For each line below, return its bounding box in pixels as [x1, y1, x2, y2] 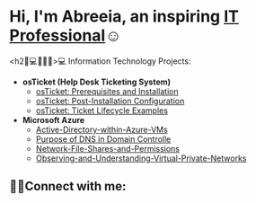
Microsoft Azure [22, 114, 85, 125]
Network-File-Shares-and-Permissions [35, 143, 181, 154]
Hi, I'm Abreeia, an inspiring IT [9, 6, 240, 27]
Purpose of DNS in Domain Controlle [35, 133, 172, 145]
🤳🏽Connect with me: [9, 179, 127, 194]
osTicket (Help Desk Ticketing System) [22, 76, 172, 87]
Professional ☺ [9, 25, 122, 46]
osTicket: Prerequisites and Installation [35, 85, 180, 96]
